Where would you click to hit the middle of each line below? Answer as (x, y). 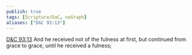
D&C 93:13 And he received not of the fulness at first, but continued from (96, 40)
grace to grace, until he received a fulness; (59, 46)
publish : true (24, 12)
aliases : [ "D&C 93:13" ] (36, 22)
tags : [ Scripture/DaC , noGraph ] (46, 17)
